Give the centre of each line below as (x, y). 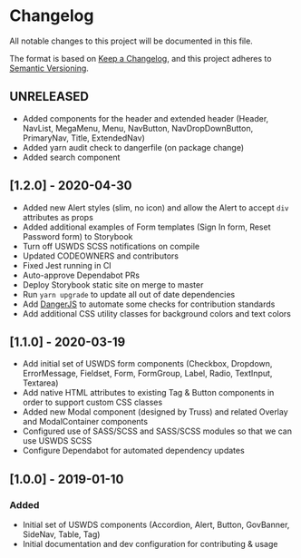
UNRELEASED (49, 97)
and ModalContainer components (85, 422)
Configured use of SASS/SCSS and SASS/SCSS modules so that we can (157, 431)
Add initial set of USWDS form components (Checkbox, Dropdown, (147, 364)
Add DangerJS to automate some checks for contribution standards (149, 304)
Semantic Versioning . (49, 68)
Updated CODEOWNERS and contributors (101, 256)
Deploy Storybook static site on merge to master (113, 284)
